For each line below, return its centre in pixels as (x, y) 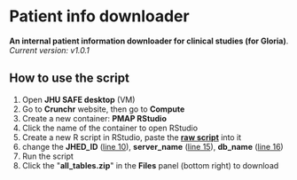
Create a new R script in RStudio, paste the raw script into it (132, 137)
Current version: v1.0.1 (50, 50)
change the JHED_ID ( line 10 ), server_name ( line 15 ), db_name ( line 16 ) (152, 146)
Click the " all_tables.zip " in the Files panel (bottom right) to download (150, 165)
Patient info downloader (99, 16)
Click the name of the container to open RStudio (109, 128)
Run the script (47, 156)
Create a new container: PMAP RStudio (94, 118)
